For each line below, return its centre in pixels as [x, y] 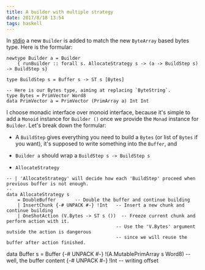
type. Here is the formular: [39, 47]
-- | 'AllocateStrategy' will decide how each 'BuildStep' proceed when [101, 179]
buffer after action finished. [46, 243]
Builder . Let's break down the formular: [56, 125]
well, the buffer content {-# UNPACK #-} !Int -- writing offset [83, 261]
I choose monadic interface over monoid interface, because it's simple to [99, 112]
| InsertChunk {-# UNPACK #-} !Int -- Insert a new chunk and [101, 205]
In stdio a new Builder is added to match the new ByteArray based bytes [98, 41]
